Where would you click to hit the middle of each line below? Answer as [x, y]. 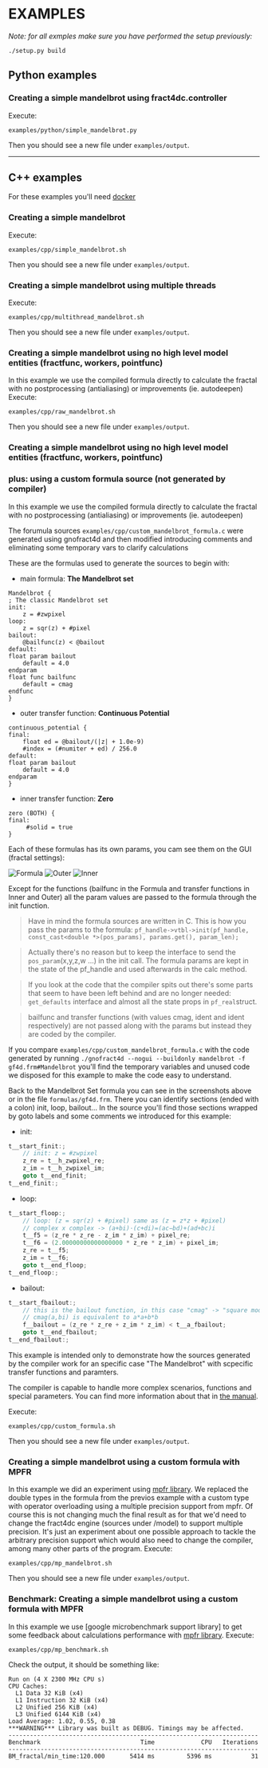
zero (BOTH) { [32, 813]
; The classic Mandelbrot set [59, 600]
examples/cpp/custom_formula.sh [62, 1426]
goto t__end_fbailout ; [60, 1333]
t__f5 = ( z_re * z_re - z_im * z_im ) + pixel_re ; [107, 1236]
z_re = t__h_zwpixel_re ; [64, 1161]
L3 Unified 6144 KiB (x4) [59, 1714]
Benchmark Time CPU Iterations [134, 1742]
